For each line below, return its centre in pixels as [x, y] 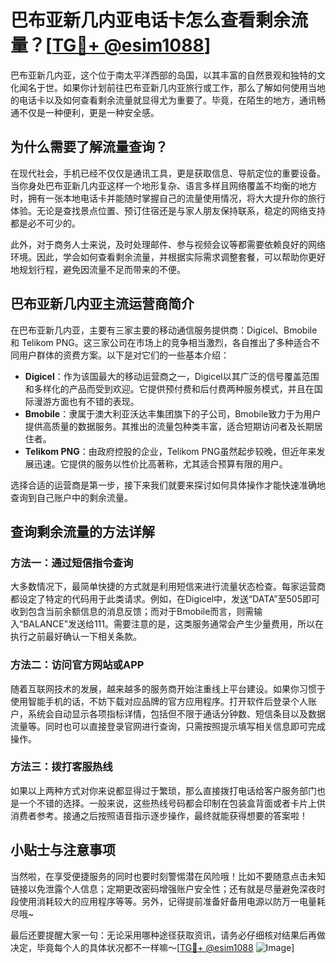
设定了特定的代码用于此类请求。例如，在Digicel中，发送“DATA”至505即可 [169, 599]
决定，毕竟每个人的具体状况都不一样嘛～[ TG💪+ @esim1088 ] [152, 947]
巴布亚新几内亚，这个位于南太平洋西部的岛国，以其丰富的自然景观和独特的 [163, 75]
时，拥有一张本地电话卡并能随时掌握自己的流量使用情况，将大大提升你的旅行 [168, 198]
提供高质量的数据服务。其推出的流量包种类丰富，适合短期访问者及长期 [169, 426]
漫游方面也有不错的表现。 [86, 401]
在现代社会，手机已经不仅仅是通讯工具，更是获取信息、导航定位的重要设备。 [168, 173]
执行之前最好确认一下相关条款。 [76, 637]
